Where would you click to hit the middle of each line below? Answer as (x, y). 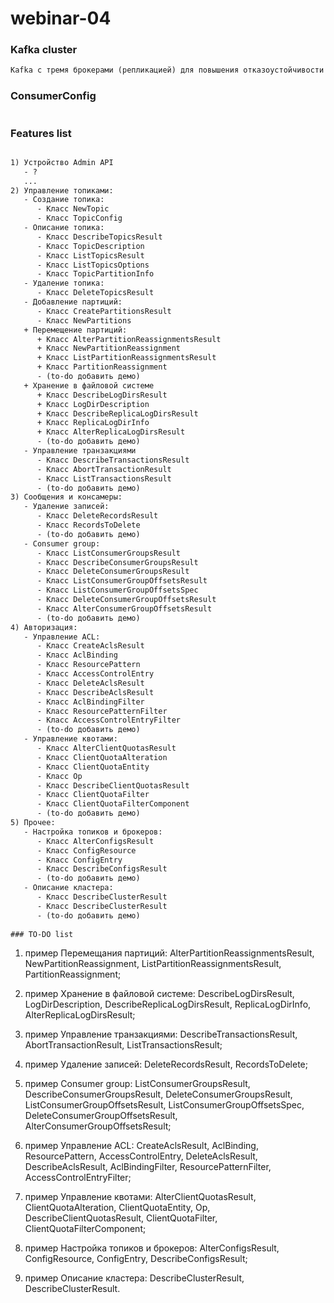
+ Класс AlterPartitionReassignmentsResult (129, 339)
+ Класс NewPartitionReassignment (109, 348)
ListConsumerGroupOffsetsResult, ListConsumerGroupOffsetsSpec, (164, 1105)
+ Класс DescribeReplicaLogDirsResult (117, 413)
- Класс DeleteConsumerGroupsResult (113, 572)
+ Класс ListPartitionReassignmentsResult (126, 358)
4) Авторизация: (44, 627)
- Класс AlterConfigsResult (95, 841)
